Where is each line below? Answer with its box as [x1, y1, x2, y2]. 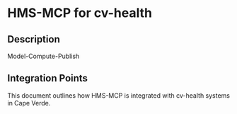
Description [7, 33, 60, 45]
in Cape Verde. [7, 98, 51, 107]
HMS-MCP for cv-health [7, 5, 152, 21]
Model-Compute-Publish [7, 52, 80, 60]
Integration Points [7, 72, 88, 84]
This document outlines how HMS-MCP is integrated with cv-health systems [7, 91, 231, 100]
